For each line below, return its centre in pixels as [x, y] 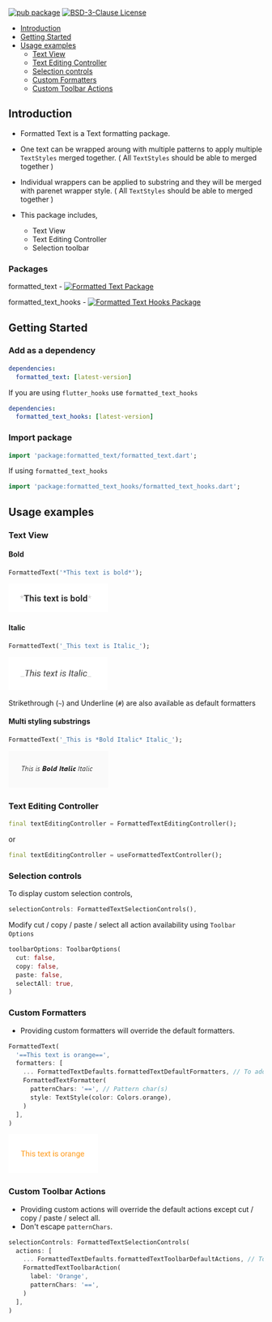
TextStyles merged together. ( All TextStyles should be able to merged [138, 157]
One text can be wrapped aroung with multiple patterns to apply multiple [141, 149]
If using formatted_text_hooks [58, 471]
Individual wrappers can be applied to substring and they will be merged [140, 181]
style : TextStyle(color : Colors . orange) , [101, 1098]
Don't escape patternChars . [66, 1226]
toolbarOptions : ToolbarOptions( [65, 949]
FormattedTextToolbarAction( [72, 1268]
